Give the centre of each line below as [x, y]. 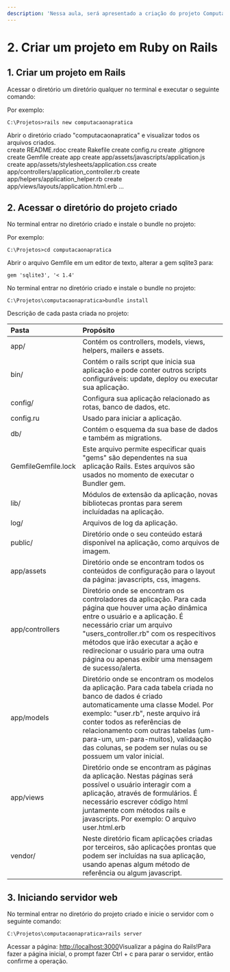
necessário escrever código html [135, 802]
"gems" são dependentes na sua [135, 458]
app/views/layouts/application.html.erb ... [66, 186]
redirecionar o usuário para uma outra [143, 651]
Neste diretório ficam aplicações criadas [148, 839]
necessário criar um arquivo [127, 625]
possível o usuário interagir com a [137, 785]
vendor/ [23, 856]
